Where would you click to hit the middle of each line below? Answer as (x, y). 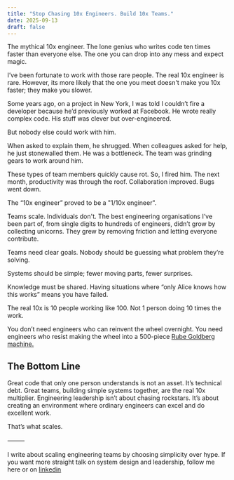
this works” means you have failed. (58, 295)
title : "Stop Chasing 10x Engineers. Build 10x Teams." (90, 14)
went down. (24, 189)
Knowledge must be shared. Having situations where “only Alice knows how (117, 287)
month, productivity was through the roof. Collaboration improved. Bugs (111, 182)
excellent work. (29, 413)
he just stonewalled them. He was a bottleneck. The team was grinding (110, 153)
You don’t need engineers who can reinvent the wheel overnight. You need (115, 329)
